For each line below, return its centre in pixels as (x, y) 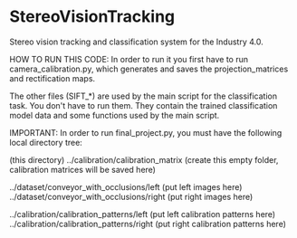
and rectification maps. (53, 78)
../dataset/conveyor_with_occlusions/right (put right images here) (131, 196)
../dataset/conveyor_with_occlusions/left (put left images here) (126, 186)
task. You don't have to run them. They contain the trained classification (144, 105)
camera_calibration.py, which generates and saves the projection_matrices (149, 69)
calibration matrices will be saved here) (83, 169)
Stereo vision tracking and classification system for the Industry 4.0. (137, 42)
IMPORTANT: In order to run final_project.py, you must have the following (146, 132)
